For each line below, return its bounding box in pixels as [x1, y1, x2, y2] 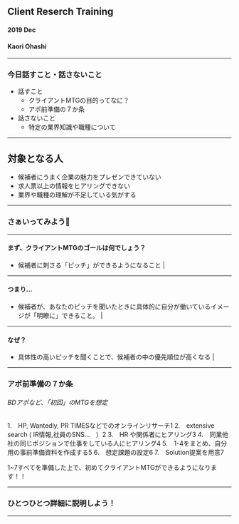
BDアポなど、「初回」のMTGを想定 [7, 398, 108, 406]
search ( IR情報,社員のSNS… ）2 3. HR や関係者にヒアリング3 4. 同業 [7, 431, 223, 439]
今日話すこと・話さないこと [7, 70, 102, 80]
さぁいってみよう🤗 [7, 217, 70, 227]
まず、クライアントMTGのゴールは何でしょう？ [7, 244, 146, 252]
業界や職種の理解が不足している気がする [17, 190, 137, 199]
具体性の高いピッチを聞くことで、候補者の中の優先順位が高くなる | [17, 353, 215, 361]
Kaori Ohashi [7, 42, 47, 51]
